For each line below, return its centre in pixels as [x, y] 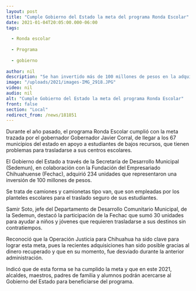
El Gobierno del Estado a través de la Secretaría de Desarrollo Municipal [92, 162]
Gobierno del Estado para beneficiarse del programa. [70, 282]
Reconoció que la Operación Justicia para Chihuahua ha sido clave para [92, 239]
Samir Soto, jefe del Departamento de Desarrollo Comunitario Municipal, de [97, 209]
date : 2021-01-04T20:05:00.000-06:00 [52, 22]
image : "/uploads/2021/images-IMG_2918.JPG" [61, 83]
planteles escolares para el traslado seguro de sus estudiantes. [82, 198]
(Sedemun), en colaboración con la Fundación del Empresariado [83, 168]
